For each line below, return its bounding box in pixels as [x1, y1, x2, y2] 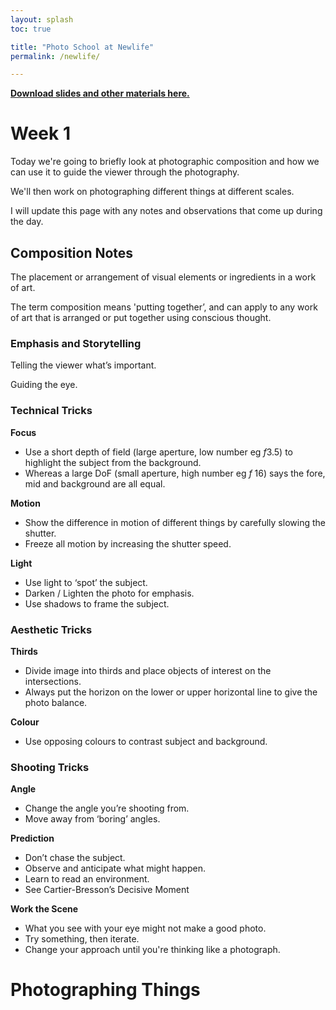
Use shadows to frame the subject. [24, 597, 170, 610]
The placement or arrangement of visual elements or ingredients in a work [10, 271, 317, 283]
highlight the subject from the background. [24, 456, 202, 468]
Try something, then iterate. [24, 933, 140, 945]
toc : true [10, 24, 52, 34]
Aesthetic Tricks [10, 622, 93, 636]
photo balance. [24, 696, 88, 708]
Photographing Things [10, 979, 201, 1001]
